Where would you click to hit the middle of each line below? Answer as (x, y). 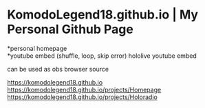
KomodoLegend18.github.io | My (102, 15)
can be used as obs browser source (58, 69)
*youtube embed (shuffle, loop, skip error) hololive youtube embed (102, 56)
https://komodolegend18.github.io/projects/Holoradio (83, 97)
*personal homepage (37, 48)
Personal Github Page (71, 29)
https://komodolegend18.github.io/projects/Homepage (84, 89)
